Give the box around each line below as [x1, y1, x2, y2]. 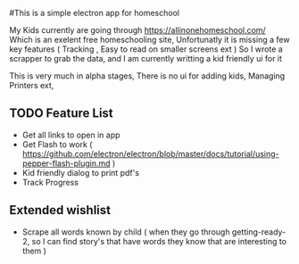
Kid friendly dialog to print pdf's [21, 167, 140, 177]
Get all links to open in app [21, 129, 120, 140]
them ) [21, 245, 47, 256]
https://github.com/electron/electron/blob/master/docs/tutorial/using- [21, 148, 279, 159]
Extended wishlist [9, 202, 112, 218]
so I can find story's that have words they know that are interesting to [31, 235, 287, 246]
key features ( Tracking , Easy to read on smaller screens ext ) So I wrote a [9, 44, 283, 54]
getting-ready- [231, 227, 287, 237]
